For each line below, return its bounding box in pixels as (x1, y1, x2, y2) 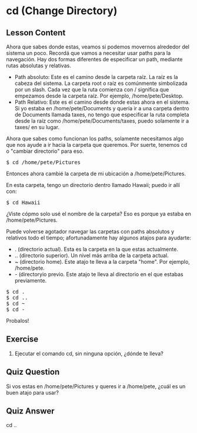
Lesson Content (6, 28, 66, 38)
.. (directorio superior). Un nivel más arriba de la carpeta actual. (14, 252, 169, 259)
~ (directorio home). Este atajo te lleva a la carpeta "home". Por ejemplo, (14, 258, 190, 265)
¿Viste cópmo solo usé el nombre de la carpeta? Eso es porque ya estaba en (6, 211, 191, 217)
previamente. (14, 277, 47, 284)
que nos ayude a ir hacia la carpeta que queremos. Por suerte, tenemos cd (6, 142, 188, 148)
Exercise (6, 334, 39, 345)
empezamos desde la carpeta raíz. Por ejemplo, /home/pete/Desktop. (14, 93, 184, 99)
